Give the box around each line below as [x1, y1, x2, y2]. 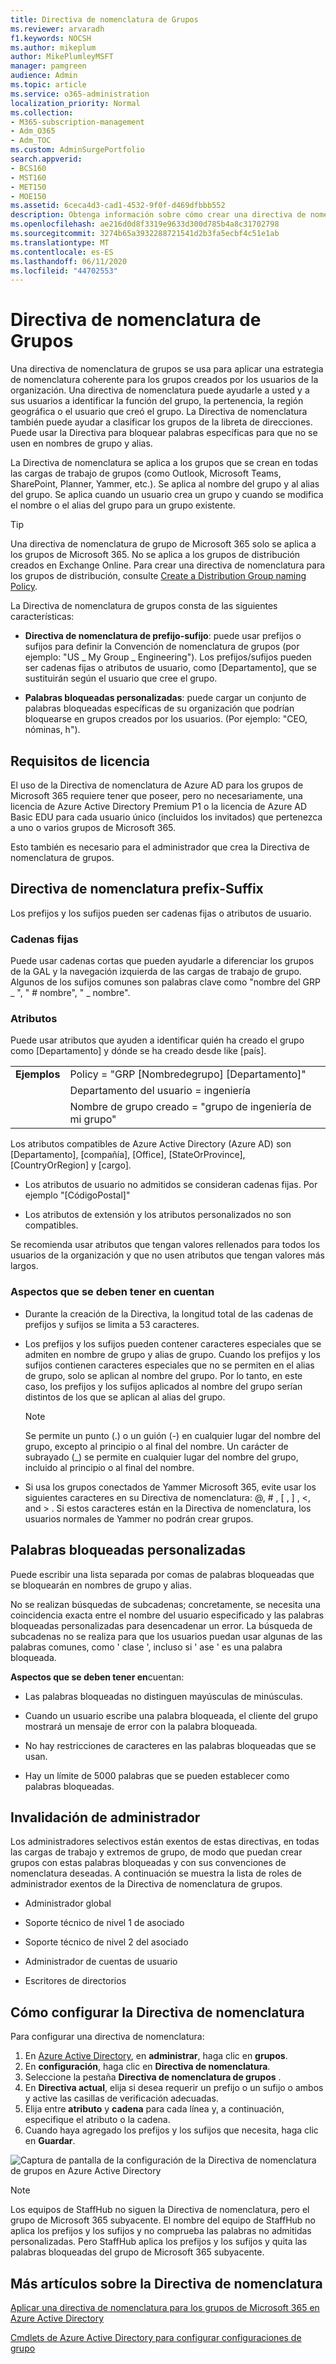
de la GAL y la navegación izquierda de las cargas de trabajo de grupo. [10, 966, 302, 978]
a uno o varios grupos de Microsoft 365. [10, 822, 177, 833]
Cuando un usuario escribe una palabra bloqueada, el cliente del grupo [24, 1709, 318, 1721]
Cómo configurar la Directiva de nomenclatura [10, 2004, 305, 2021]
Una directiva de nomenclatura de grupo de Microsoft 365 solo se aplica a [10, 538, 317, 550]
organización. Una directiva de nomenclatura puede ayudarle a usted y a [10, 384, 310, 396]
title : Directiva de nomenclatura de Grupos [10, 14, 199, 25]
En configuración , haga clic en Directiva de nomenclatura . [24, 2061, 271, 2073]
